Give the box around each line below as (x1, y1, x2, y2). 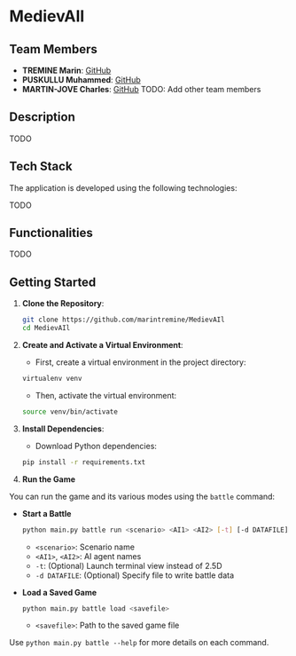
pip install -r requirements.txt (21, 457, 146, 467)
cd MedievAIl (21, 324, 71, 333)
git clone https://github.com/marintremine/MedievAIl (21, 315, 225, 325)
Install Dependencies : (21, 423, 105, 434)
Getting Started (9, 274, 97, 289)
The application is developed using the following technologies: (9, 182, 238, 193)
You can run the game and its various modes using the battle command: (9, 491, 276, 502)
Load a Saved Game (21, 587, 97, 597)
